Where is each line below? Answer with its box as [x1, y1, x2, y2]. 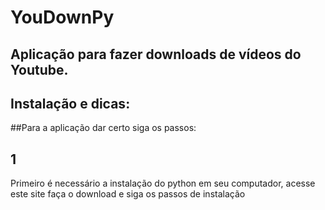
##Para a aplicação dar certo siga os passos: [10, 122, 197, 134]
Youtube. [10, 61, 69, 78]
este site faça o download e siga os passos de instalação [10, 188, 246, 200]
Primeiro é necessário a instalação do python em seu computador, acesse [10, 177, 316, 190]
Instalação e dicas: [10, 95, 131, 112]
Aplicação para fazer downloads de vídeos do [10, 46, 302, 63]
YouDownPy [10, 6, 115, 29]
